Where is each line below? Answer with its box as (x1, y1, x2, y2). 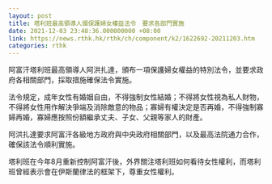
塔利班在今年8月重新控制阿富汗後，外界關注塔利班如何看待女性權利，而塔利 (8, 157, 261, 166)
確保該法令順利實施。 (8, 140, 79, 149)
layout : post (8, 11, 53, 20)
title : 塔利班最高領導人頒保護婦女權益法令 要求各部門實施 (8, 19, 185, 27)
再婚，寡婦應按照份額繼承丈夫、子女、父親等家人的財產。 (15, 112, 207, 122)
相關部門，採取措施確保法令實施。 (22, 75, 136, 85)
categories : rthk (8, 42, 67, 50)
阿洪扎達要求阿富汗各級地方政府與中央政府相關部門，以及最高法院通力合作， (8, 130, 264, 140)
